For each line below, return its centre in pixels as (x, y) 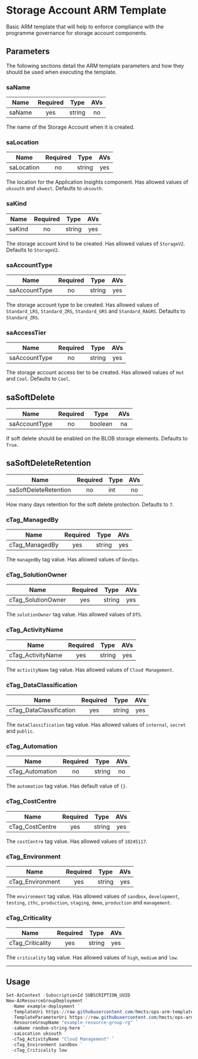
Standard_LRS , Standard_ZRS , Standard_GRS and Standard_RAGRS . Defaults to (96, 311)
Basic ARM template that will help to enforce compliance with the (85, 27)
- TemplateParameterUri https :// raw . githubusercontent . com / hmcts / (93, 1017)
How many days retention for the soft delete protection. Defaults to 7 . (90, 504)
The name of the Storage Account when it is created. (70, 127)
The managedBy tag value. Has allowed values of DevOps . (73, 560)
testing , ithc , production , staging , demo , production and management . (89, 902)
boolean (101, 424)
